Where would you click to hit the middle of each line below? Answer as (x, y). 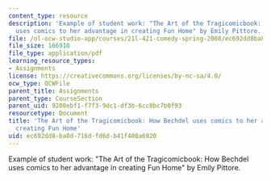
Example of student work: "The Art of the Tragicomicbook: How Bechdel (129, 159)
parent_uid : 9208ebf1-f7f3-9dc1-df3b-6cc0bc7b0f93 (95, 106)
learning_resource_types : (52, 61)
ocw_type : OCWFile (39, 83)
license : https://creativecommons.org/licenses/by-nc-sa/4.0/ (115, 76)
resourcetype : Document (48, 114)
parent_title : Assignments (54, 91)
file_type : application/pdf (56, 53)
